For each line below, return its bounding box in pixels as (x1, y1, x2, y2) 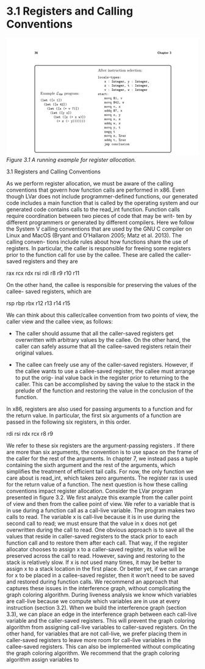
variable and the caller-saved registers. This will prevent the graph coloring (6, 617, 195, 624)
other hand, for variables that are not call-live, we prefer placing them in (6, 630, 187, 637)
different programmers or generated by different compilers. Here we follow (6, 219, 195, 226)
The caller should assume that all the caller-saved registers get (15, 330, 174, 337)
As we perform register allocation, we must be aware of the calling (6, 180, 174, 187)
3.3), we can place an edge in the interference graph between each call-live (6, 610, 197, 618)
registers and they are (23, 258, 78, 265)
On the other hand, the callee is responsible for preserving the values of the (6, 281, 197, 289)
